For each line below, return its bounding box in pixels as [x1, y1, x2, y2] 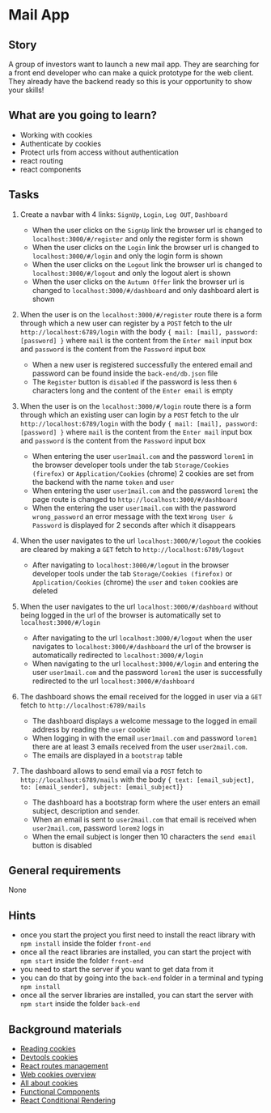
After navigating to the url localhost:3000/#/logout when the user [32, 633, 252, 643]
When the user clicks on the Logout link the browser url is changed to [32, 259, 263, 269]
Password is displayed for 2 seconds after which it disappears [32, 520, 236, 529]
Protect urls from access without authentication [19, 147, 180, 157]
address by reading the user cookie [32, 724, 151, 734]
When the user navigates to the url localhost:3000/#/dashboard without [19, 601, 259, 611]
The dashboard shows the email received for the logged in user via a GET [19, 691, 263, 701]
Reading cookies [19, 1044, 76, 1054]
